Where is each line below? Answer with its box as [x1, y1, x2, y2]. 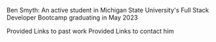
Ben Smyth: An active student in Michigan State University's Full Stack [6, 6, 209, 14]
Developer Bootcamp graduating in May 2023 [6, 13, 138, 22]
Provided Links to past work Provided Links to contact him [6, 27, 174, 35]
